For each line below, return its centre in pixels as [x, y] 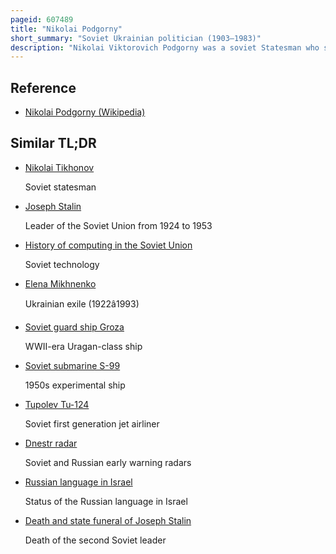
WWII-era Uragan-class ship [83, 346]
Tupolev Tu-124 [57, 404]
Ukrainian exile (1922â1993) [82, 303]
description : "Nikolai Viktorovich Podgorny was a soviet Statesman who [165, 47]
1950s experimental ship [75, 385]
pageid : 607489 [42, 19]
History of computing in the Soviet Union [108, 245]
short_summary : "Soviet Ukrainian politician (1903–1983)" [136, 38]
